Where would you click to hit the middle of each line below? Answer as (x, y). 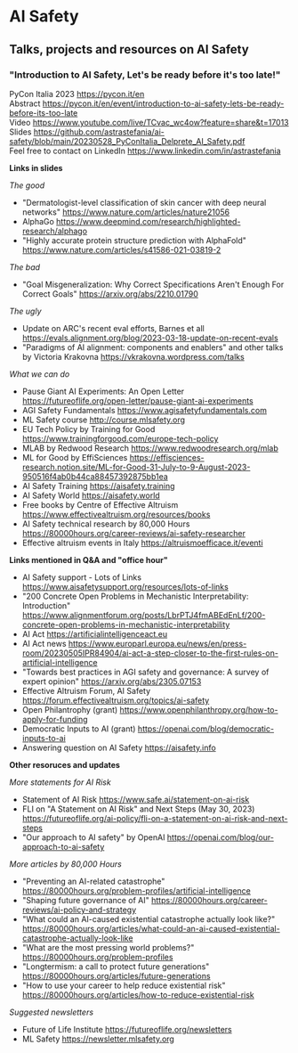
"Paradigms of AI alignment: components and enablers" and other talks (153, 347)
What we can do (40, 374)
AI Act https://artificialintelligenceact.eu (95, 633)
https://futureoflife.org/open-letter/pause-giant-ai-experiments (137, 400)
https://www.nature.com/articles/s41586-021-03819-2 (121, 249)
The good (27, 185)
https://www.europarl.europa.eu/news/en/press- (157, 643)
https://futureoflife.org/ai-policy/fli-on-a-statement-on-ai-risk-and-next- (155, 818)
